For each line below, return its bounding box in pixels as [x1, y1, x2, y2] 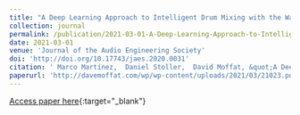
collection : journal [9, 21, 87, 30]
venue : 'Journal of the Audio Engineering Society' [9, 46, 205, 55]
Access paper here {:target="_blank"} [9, 95, 146, 106]
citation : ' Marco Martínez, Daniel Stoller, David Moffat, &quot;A [9, 63, 278, 72]
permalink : [9, 29, 50, 38]
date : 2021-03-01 [9, 37, 74, 47]
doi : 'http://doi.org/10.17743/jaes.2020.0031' [9, 54, 190, 63]
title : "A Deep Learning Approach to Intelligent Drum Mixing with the [9, 12, 281, 22]
